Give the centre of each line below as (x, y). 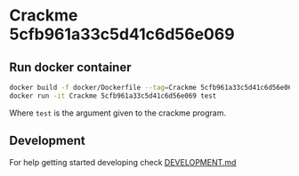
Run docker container (70, 67)
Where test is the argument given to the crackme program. (118, 113)
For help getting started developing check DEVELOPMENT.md (123, 162)
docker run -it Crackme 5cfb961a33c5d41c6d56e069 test (113, 96)
